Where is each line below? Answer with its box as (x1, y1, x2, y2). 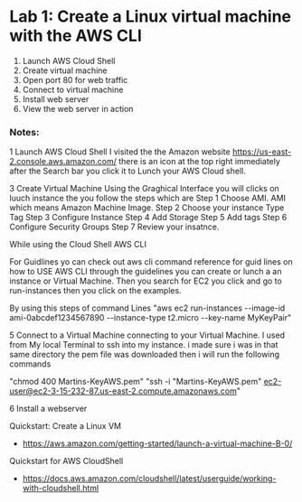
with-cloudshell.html (22, 483, 99, 494)
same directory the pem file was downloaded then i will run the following (9, 349, 280, 360)
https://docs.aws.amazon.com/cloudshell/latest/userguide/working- (22, 473, 277, 484)
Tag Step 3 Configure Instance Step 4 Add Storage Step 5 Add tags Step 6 (9, 212, 288, 223)
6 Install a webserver (9, 404, 88, 414)
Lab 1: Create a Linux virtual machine (9, 6, 292, 27)
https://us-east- (231, 146, 292, 157)
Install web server (22, 93, 90, 105)
